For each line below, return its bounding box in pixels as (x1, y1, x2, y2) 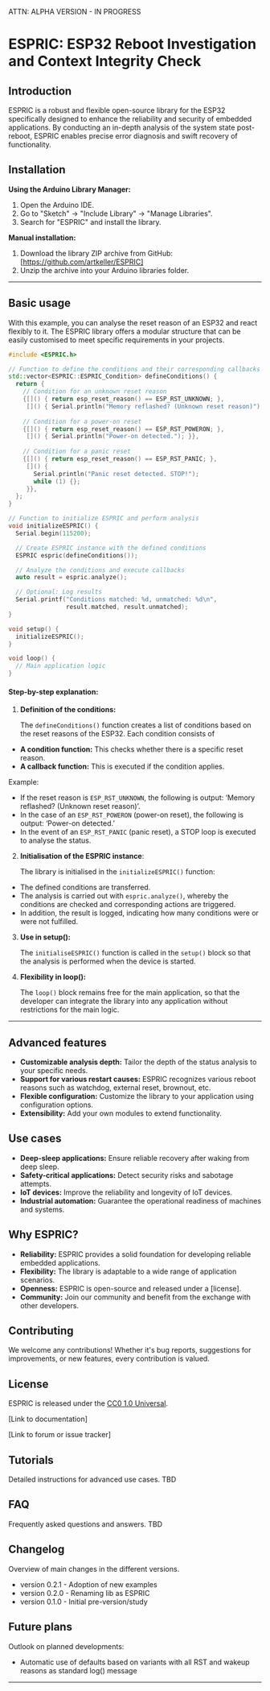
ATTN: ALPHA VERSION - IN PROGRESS (8, 7, 141, 16)
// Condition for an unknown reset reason (22, 388, 167, 396)
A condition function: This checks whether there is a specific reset (19, 744, 243, 754)
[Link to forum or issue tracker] (8, 1430, 111, 1440)
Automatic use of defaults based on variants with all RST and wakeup (19, 1657, 251, 1667)
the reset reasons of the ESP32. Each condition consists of (19, 729, 215, 739)
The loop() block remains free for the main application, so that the (19, 988, 240, 997)
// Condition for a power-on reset (22, 417, 142, 425)
